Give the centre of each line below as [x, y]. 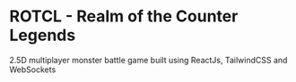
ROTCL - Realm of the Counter [124, 16]
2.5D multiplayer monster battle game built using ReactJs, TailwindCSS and [148, 60]
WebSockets [33, 70]
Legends [43, 35]
